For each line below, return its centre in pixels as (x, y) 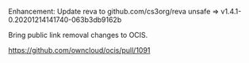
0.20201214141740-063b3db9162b (65, 20)
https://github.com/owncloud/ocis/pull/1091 (79, 50)
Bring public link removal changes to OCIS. (78, 35)
